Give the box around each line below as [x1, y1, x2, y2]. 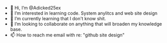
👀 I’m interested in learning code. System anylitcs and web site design [10, 10, 158, 16]
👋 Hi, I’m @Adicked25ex [10, 5, 61, 11]
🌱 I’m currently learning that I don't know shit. [10, 16, 106, 21]
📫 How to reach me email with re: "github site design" [10, 32, 125, 38]
